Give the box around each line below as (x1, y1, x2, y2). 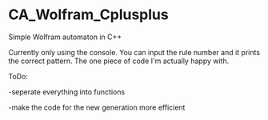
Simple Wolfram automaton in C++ (8, 32, 122, 42)
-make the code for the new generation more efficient (8, 102, 186, 112)
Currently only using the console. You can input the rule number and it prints (8, 47, 261, 57)
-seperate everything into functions (8, 86, 126, 97)
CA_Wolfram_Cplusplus (8, 6, 170, 24)
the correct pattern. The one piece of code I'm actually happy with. (8, 56, 230, 66)
